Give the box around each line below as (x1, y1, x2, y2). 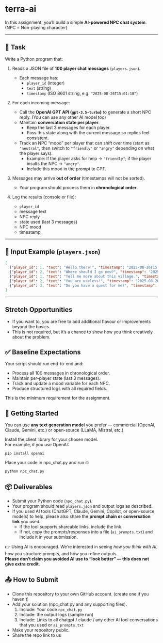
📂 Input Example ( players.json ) (5, 248, 101, 256)
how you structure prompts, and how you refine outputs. (5, 550, 118, 556)
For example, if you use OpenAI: (5, 442, 69, 448)
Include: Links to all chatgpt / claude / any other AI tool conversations (19, 617, 158, 623)
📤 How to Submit (5, 576, 59, 584)
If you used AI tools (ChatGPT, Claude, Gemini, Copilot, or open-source (12, 508, 155, 514)
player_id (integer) (26, 80, 65, 86)
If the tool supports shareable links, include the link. (19, 524, 123, 530)
